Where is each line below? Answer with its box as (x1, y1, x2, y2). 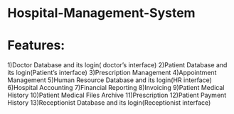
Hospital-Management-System (7, 5, 196, 21)
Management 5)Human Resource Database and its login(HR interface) (7, 76, 212, 84)
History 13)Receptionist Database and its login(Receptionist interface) (7, 98, 211, 107)
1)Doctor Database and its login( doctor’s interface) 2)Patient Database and (7, 61, 228, 69)
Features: (7, 38, 65, 54)
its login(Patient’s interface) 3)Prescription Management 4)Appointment (7, 69, 217, 77)
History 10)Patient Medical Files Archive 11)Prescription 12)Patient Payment (7, 91, 227, 100)
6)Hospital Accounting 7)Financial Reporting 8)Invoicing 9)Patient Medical (7, 84, 225, 92)
